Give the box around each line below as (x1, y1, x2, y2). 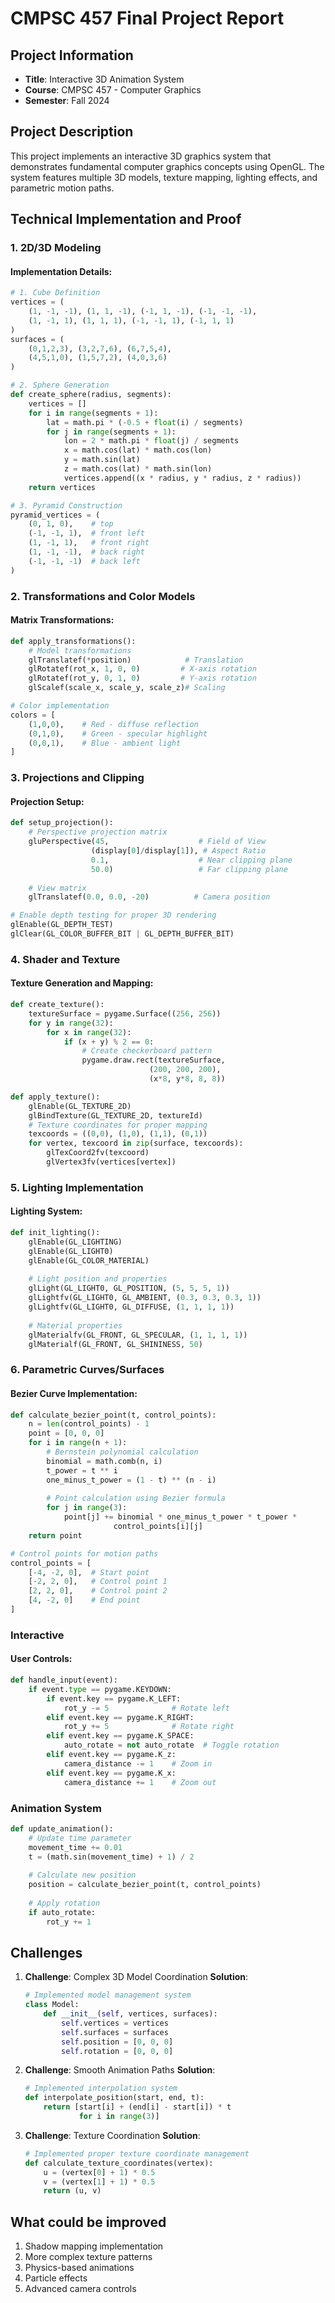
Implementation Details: (10, 265, 113, 277)
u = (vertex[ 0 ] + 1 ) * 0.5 (43, 2167, 156, 2177)
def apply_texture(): (10, 1092, 101, 1102)
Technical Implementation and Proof (10, 211, 242, 228)
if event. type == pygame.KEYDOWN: (28, 1684, 172, 1694)
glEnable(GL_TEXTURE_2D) (28, 1101, 132, 1111)
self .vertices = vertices (61, 2018, 169, 2028)
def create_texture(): (10, 1000, 105, 1010)
